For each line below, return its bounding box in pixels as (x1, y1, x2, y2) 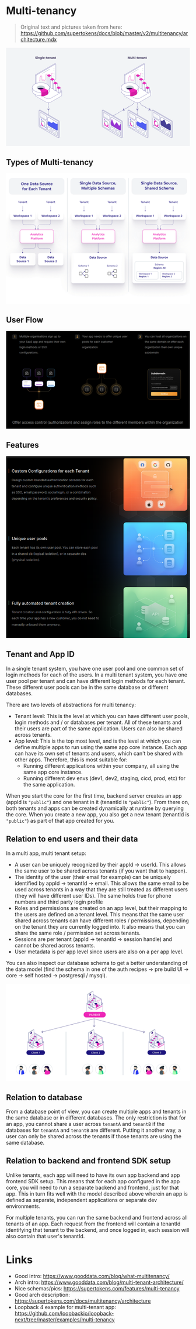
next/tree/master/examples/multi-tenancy (14, 1316, 115, 1323)
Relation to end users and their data (6, 834, 138, 844)
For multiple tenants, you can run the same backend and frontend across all (6, 1214, 188, 1221)
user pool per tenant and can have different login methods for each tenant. (6, 677, 185, 684)
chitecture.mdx (20, 36, 57, 43)
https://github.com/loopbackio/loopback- (14, 1310, 114, 1317)
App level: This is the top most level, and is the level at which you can (14, 737, 181, 744)
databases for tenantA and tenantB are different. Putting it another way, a (6, 1127, 181, 1134)
